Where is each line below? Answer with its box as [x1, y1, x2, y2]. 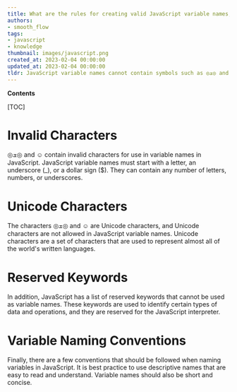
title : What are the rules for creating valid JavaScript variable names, [7, 10, 232, 18]
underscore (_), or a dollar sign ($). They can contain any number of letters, [7, 166, 227, 174]
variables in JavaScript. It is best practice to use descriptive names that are [7, 363, 226, 372]
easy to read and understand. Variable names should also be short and [7, 371, 213, 379]
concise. [7, 379, 32, 387]
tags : [7, 30, 23, 37]
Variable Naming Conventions [7, 333, 187, 348]
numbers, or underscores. [7, 174, 83, 182]
